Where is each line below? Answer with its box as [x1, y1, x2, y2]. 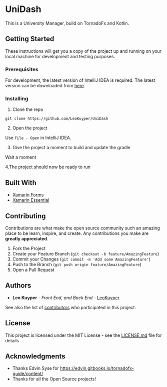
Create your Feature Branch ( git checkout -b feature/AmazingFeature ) [12, 250, 159, 256]
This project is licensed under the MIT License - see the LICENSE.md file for [5, 332, 162, 338]
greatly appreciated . [5, 235, 48, 241]
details [5, 337, 19, 343]
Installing [5, 95, 28, 102]
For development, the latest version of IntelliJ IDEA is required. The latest [5, 77, 155, 83]
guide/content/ [12, 370, 43, 377]
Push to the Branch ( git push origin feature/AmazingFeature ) [12, 261, 141, 267]
